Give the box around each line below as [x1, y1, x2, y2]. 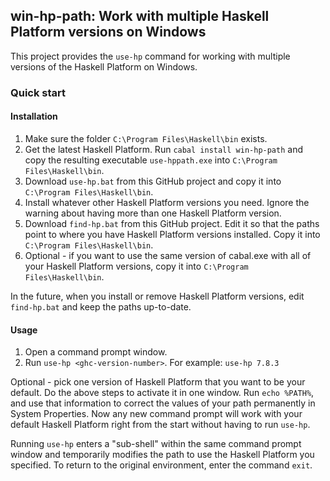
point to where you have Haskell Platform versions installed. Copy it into [24, 228, 321, 240]
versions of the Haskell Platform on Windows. [10, 60, 198, 73]
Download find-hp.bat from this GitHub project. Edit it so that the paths [24, 217, 320, 229]
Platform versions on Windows [10, 24, 207, 41]
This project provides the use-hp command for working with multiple [10, 50, 291, 62]
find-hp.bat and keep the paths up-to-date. [10, 300, 192, 313]
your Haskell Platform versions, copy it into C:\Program [24, 260, 249, 272]
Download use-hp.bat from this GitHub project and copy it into [24, 175, 282, 187]
